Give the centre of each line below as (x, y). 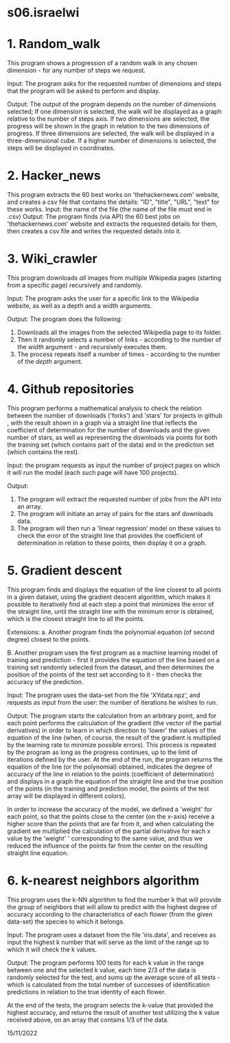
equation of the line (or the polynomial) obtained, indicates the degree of (110, 766)
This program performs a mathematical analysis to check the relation (105, 408)
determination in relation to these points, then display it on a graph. (112, 543)
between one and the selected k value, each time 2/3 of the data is (102, 970)
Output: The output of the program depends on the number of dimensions (112, 104)
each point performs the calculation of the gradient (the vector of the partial (114, 723)
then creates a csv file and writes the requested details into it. (94, 231)
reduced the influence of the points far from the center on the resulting (107, 845)
